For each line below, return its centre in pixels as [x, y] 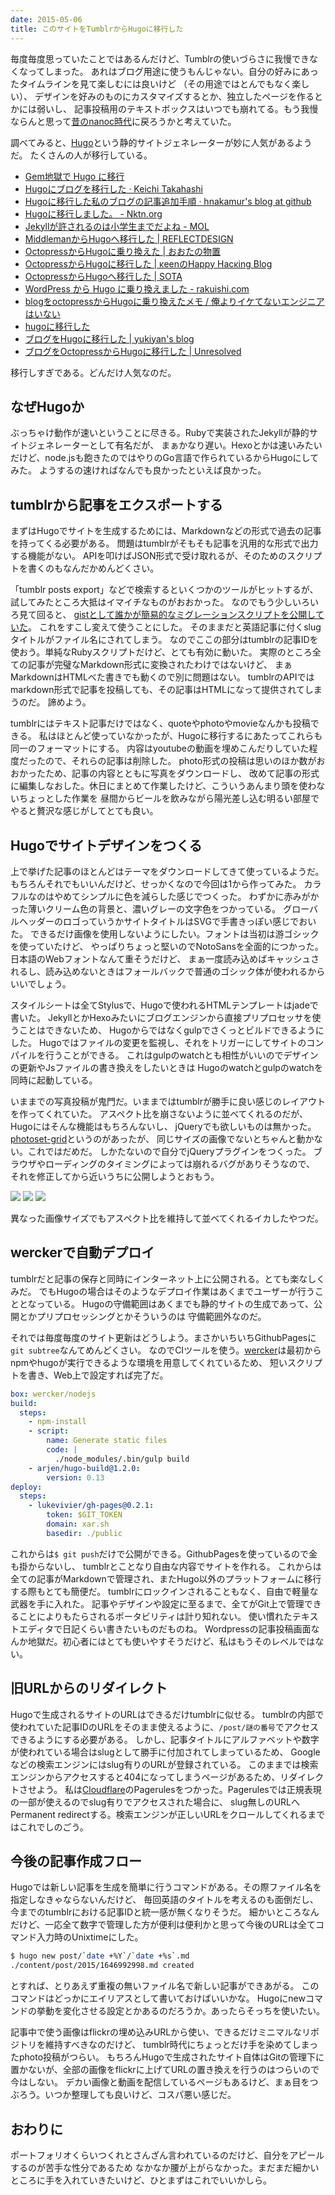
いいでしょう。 [41, 983]
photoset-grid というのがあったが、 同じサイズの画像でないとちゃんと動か [162, 1138]
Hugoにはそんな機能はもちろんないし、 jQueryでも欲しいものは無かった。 [163, 1126]
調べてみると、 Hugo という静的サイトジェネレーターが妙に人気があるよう [161, 142]
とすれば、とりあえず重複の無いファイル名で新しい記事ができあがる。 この [165, 1986]
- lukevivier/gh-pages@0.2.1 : [91, 1506]
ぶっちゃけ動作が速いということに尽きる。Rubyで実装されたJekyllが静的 [160, 433]
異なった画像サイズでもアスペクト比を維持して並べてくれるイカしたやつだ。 [167, 1218]
